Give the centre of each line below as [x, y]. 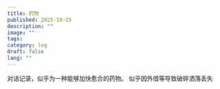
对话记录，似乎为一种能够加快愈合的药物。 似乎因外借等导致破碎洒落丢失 [110, 78]
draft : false [26, 52]
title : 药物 [23, 13]
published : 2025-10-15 [39, 20]
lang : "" [20, 58]
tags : [15, 39]
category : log [27, 45]
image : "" [21, 33]
